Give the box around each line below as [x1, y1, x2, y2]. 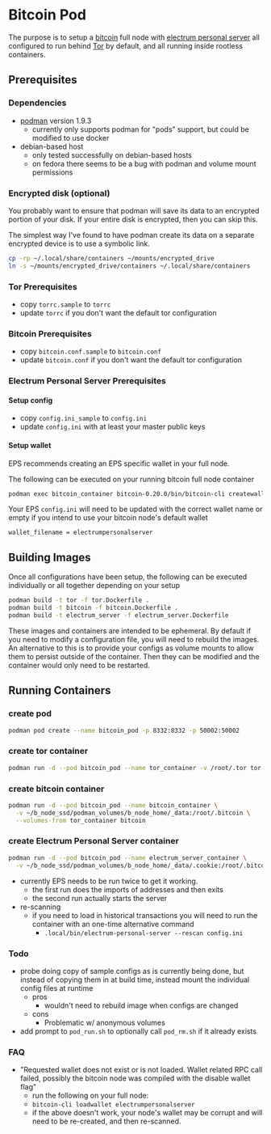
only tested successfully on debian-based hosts [31, 150, 192, 159]
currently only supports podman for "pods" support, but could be [31, 124, 250, 134]
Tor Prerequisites [8, 281, 78, 292]
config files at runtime [19, 983, 94, 992]
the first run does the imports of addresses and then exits [31, 884, 223, 895]
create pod [8, 708, 52, 719]
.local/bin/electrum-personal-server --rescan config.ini [44, 929, 244, 937]
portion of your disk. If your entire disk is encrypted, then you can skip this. [8, 214, 258, 224]
